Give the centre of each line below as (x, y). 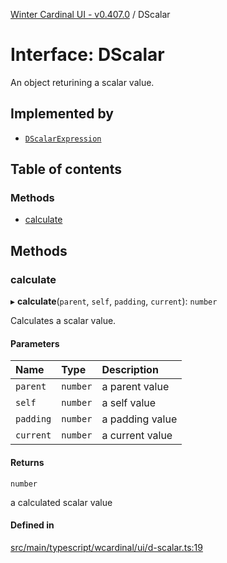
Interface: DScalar (87, 55)
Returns (27, 462)
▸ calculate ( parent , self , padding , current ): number (114, 301)
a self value (129, 403)
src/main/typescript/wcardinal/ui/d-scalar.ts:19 (106, 547)
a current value (137, 436)
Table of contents (66, 169)
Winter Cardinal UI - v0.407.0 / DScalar (90, 14)
